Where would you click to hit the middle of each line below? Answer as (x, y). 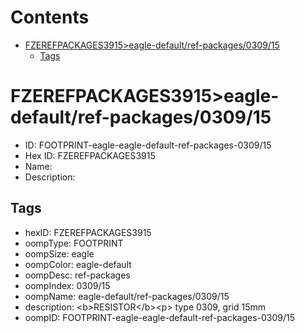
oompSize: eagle (59, 253)
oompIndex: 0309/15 (67, 285)
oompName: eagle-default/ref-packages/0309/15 (127, 296)
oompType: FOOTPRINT (74, 243)
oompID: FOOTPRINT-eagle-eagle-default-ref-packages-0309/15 (160, 317)
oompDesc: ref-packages (77, 275)
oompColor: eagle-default (78, 264)
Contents (50, 17)
